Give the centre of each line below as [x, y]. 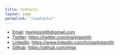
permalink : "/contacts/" [30, 18]
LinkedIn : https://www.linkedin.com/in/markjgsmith [63, 42]
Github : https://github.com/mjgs [44, 48]
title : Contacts [21, 9]
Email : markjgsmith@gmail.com [43, 32]
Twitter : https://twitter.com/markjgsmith [52, 37]
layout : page [18, 14]
